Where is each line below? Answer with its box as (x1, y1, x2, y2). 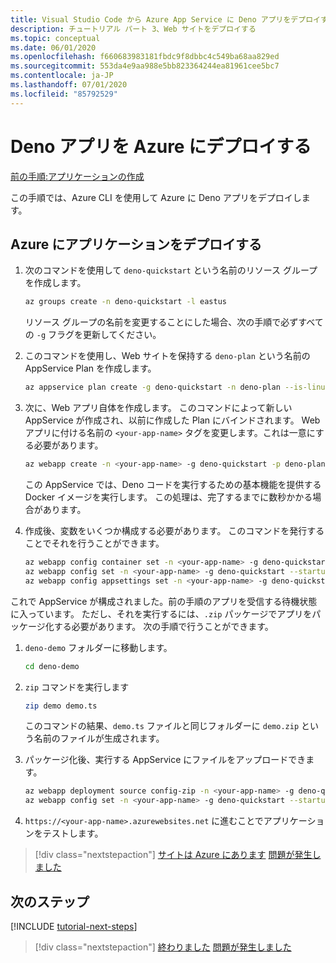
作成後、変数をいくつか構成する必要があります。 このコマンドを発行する (24, 525, 325, 536)
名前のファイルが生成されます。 (33, 732, 165, 745)
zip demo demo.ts (24, 701, 98, 711)
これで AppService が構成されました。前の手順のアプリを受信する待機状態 (10, 595, 318, 607)
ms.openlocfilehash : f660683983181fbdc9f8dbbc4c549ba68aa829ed (10, 52, 280, 62)
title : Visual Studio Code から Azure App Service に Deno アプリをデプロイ (10, 14, 321, 25)
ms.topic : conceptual (10, 33, 101, 43)
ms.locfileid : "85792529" (10, 89, 118, 99)
